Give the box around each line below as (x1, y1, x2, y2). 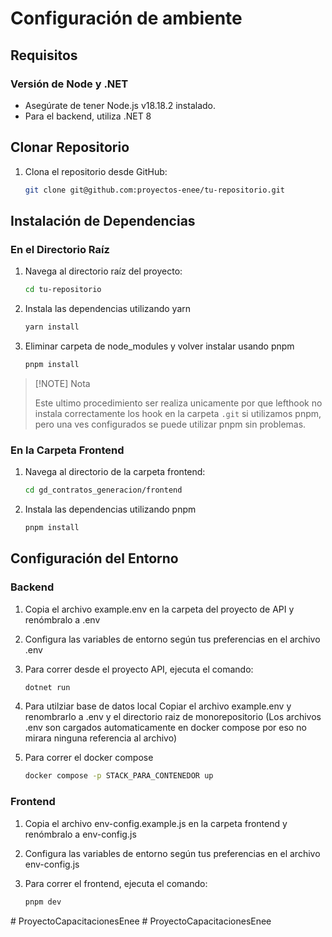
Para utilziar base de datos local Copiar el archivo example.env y (24, 700, 292, 712)
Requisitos (10, 47, 78, 64)
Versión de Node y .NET (10, 77, 129, 91)
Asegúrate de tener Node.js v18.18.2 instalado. (24, 99, 216, 111)
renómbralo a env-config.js (24, 828, 137, 840)
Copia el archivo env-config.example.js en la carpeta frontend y (24, 817, 288, 829)
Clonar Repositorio (10, 139, 130, 156)
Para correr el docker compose (24, 752, 154, 764)
